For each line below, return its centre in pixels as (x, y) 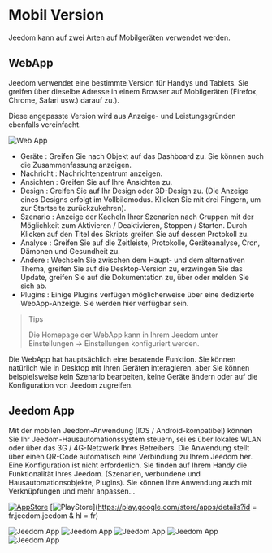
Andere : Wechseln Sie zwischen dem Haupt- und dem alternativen (132, 260)
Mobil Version (56, 15)
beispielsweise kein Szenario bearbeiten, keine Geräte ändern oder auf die (133, 376)
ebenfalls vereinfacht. (45, 125)
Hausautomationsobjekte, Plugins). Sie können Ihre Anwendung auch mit (130, 482)
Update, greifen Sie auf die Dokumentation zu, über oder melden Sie (134, 277)
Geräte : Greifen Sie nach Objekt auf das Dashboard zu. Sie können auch (142, 156)
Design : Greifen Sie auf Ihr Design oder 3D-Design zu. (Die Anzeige (134, 191)
